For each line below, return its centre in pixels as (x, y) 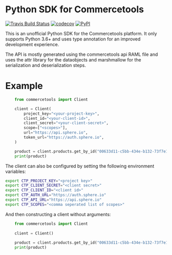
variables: (16, 171)
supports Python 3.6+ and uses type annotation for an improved (73, 39)
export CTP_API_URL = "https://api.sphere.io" (53, 200)
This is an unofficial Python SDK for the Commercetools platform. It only (81, 33)
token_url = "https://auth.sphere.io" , (64, 137)
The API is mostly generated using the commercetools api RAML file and (82, 54)
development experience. (32, 44)
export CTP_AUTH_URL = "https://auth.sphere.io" (56, 195)
